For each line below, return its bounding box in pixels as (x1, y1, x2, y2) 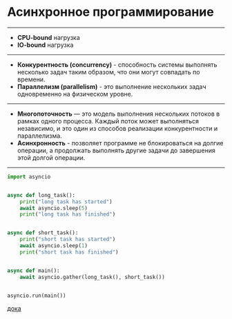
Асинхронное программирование (7, 4, 214, 20)
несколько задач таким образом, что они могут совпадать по (17, 68, 200, 76)
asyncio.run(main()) (7, 292, 67, 299)
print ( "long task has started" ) (19, 198, 113, 205)
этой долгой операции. (17, 153, 86, 162)
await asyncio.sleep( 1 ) (19, 243, 88, 249)
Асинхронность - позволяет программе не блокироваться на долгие (17, 138, 224, 147)
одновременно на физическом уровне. (17, 90, 133, 98)
